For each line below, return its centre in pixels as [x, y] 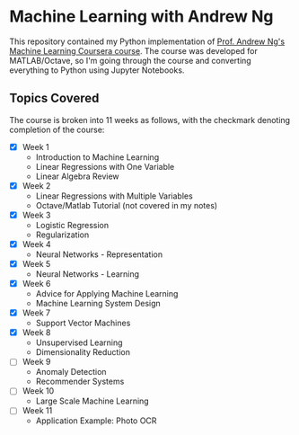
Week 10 [38, 391]
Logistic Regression [72, 225]
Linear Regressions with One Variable [105, 166]
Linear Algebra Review [77, 176]
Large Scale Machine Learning [92, 401]
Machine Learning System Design [98, 304]
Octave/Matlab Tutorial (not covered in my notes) [127, 205]
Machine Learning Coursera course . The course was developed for [134, 50]
